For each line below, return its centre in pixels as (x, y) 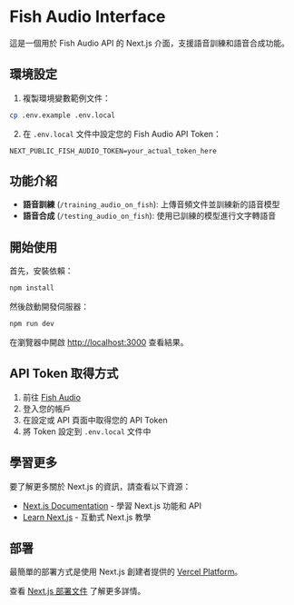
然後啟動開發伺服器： (49, 307)
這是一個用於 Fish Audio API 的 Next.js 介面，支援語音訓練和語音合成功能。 (150, 43)
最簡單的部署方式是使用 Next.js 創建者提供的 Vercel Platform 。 (126, 572)
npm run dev (32, 324)
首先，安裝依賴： (41, 271)
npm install (32, 288)
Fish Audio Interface (88, 17)
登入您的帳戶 (46, 408)
